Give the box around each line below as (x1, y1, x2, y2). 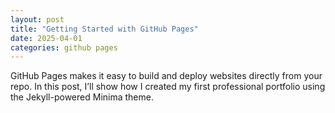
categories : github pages (10, 42, 118, 53)
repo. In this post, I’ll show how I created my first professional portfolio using (10, 81, 326, 93)
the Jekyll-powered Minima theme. (10, 91, 154, 103)
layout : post (10, 14, 65, 25)
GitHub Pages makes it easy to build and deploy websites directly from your (10, 70, 323, 82)
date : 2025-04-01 (10, 33, 83, 43)
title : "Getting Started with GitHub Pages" (10, 24, 199, 34)
